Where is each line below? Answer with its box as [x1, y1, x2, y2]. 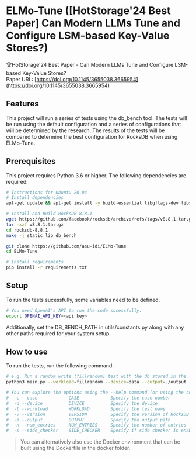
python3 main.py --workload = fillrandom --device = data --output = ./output [6, 379, 187, 385]
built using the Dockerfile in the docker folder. [20, 445, 131, 452]
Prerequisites [6, 156, 56, 166]
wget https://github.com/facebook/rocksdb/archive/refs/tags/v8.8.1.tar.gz [6, 217, 194, 222]
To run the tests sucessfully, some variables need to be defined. [6, 296, 160, 303]
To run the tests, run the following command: [6, 362, 114, 369]
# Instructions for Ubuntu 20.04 [6, 189, 87, 195]
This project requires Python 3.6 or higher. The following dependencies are [6, 171, 187, 179]
